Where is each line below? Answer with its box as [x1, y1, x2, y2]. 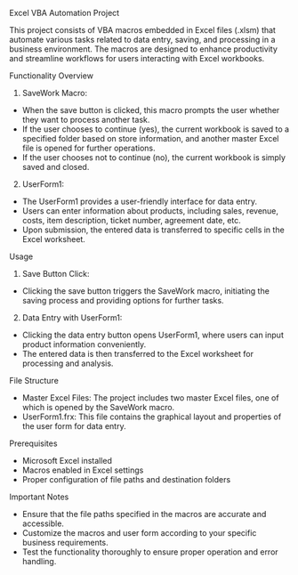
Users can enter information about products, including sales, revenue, [21, 206, 278, 216]
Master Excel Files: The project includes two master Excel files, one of [21, 393, 279, 403]
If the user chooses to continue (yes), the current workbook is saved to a [21, 124, 290, 134]
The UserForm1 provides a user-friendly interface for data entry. [21, 196, 258, 207]
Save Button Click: [21, 269, 90, 279]
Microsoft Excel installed [21, 456, 113, 466]
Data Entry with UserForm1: [21, 312, 123, 323]
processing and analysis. [21, 358, 114, 368]
